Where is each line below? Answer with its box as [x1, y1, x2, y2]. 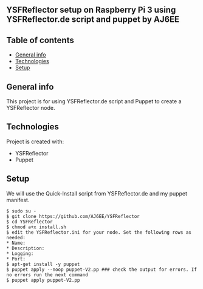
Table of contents [6, 35, 74, 45]
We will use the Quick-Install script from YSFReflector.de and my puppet [6, 189, 187, 197]
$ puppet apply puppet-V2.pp [6, 277, 80, 283]
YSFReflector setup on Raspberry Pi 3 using [6, 5, 176, 15]
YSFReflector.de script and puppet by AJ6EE [6, 15, 180, 25]
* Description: [6, 245, 45, 251]
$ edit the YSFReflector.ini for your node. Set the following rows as [6, 229, 191, 236]
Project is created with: [6, 138, 64, 145]
